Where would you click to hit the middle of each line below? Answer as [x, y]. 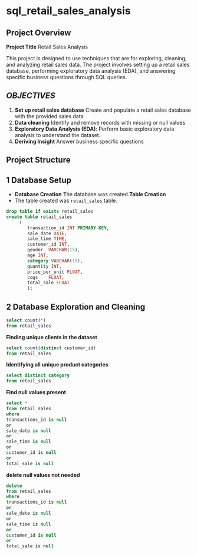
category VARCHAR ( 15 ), [55, 261]
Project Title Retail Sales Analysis [47, 47]
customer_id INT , [48, 244]
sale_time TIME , [47, 239]
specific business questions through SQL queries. [67, 77]
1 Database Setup [39, 180]
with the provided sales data [49, 116]
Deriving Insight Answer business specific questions [79, 141]
